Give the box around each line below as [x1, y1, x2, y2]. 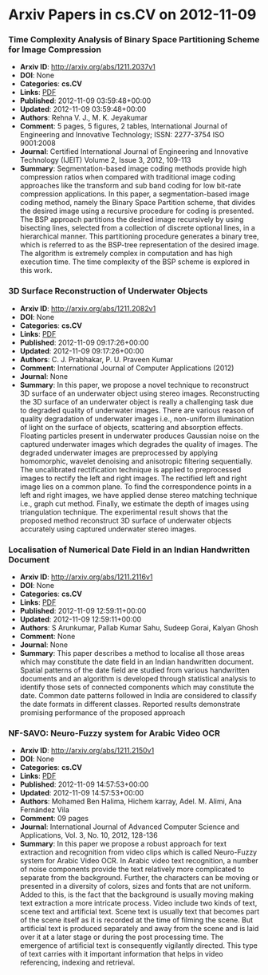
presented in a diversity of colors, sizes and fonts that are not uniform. [19, 882, 251, 891]
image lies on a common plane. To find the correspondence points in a [19, 481, 252, 491]
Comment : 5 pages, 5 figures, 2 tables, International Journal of [19, 121, 228, 131]
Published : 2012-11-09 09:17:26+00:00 [19, 337, 149, 347]
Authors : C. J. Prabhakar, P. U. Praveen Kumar [19, 354, 174, 364]
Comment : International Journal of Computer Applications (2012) [19, 363, 235, 373]
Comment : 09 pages [19, 814, 89, 823]
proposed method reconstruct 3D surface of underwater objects [19, 515, 232, 525]
